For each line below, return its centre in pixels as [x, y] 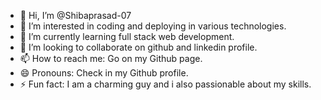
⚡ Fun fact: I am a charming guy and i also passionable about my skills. [165, 84]
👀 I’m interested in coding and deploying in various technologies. [153, 26]
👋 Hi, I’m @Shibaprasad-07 [75, 15]
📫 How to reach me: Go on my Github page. [111, 58]
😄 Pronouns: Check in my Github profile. [104, 73]
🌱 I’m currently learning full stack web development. [127, 36]
